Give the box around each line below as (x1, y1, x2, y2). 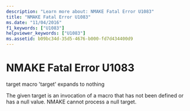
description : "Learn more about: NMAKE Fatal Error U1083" (6, 8, 155, 15)
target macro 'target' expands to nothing (6, 80, 105, 88)
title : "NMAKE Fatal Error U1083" (6, 14, 91, 20)
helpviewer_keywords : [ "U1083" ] (6, 31, 86, 36)
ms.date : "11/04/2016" (6, 19, 62, 25)
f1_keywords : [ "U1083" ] (6, 25, 65, 31)
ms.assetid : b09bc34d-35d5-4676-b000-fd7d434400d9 (6, 36, 133, 42)
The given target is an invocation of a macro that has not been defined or (6, 92, 184, 99)
